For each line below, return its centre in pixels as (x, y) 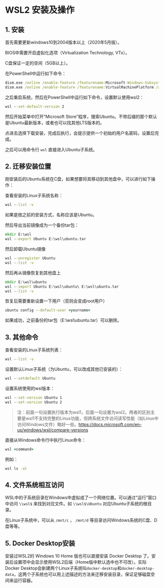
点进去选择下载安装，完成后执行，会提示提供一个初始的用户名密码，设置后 (80, 133)
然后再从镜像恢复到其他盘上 (33, 272)
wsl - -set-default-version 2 (35, 106)
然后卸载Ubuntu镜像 (25, 249)
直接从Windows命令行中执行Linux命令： (46, 440)
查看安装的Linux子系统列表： (34, 350)
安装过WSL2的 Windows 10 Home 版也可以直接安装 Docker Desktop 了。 (78, 556)
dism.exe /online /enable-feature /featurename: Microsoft (65, 83)
